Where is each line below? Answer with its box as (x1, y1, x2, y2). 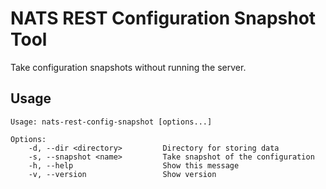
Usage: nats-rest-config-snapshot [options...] (10, 117, 213, 127)
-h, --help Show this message (28, 160, 240, 171)
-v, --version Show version (28, 169, 217, 179)
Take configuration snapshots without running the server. (10, 61, 247, 73)
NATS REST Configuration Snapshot (10, 7, 317, 30)
